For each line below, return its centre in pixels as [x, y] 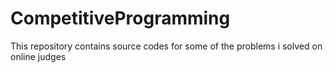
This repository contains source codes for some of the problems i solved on [166, 46]
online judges [38, 56]
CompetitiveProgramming [120, 18]
